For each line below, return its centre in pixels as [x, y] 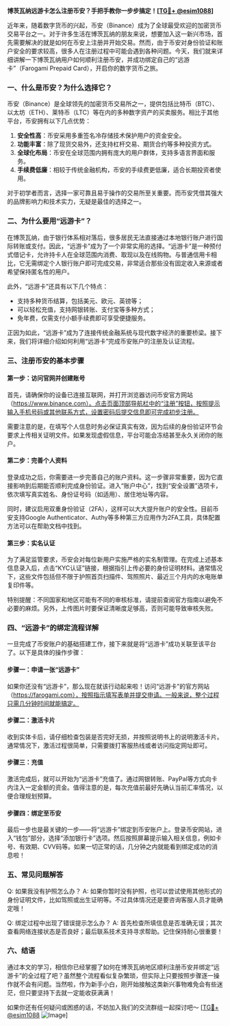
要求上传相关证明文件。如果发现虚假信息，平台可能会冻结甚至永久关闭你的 [112, 435]
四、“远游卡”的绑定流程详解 [53, 628]
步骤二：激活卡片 [31, 720]
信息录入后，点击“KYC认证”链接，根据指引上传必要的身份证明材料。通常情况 [115, 568]
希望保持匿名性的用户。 [40, 272]
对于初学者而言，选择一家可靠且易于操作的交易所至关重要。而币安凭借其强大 [115, 193]
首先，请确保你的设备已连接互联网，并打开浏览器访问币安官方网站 [100, 394]
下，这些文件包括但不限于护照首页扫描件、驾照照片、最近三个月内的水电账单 [115, 577]
